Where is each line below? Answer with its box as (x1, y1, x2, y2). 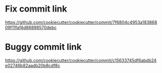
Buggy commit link (5, 42, 82, 53)
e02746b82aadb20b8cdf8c (5, 62, 60, 68)
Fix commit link (5, 3, 67, 15)
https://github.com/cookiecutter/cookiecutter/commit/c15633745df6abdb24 (5, 57, 157, 63)
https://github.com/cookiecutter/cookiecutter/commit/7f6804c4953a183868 (5, 19, 157, 25)
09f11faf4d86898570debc (5, 24, 57, 30)
